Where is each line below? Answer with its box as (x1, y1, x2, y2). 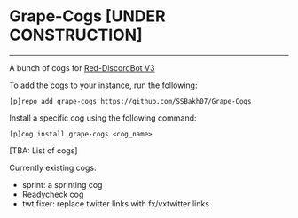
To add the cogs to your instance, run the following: (9, 80, 198, 90)
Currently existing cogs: (9, 162, 97, 173)
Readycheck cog (21, 189, 84, 199)
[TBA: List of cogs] (9, 144, 78, 156)
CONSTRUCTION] (9, 25, 144, 45)
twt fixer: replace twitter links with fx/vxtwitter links (21, 198, 210, 209)
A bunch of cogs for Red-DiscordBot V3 (9, 62, 155, 73)
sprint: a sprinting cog (21, 179, 103, 190)
